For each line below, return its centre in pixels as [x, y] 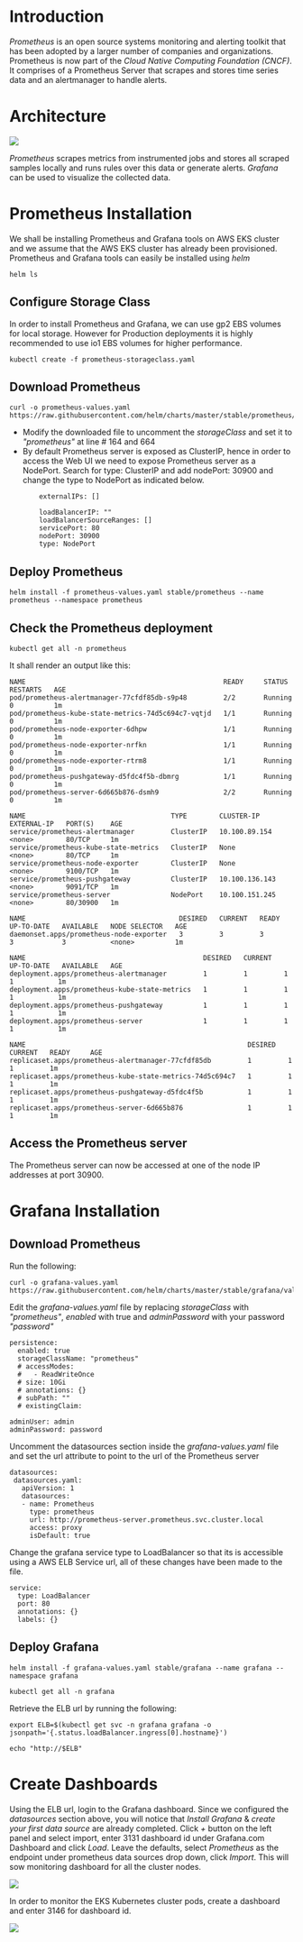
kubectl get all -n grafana [62, 1691]
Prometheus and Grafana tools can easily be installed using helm [130, 258]
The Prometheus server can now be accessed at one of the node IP [135, 1165]
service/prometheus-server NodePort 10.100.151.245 [143, 895]
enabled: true [44, 1351]
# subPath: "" [44, 1398]
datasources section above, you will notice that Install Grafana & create [142, 1818]
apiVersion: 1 [48, 1488]
